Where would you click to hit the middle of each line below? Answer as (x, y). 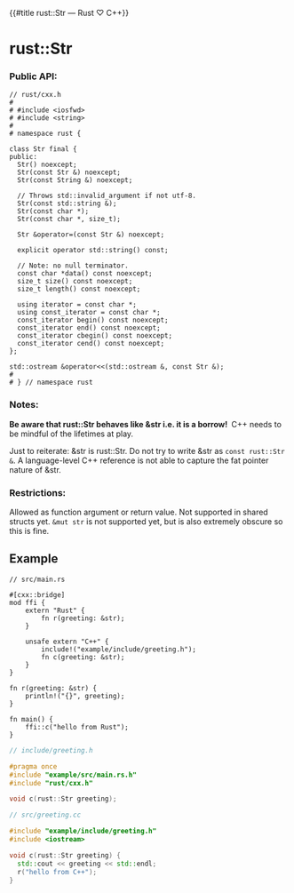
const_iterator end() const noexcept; (89, 328)
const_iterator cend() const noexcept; (91, 344)
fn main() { (31, 719)
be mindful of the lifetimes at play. (72, 434)
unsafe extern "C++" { (67, 642)
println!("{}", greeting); (75, 696)
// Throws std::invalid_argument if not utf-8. (107, 196)
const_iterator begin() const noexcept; (93, 320)
